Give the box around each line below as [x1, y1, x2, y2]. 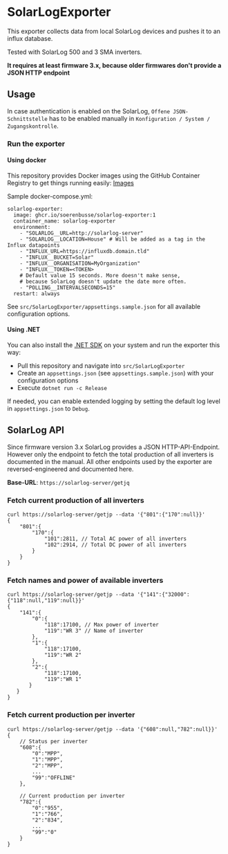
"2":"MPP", [32, 762, 64, 769]
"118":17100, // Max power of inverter [44, 622, 159, 629]
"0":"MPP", [32, 750, 64, 757]
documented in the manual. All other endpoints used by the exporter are [7, 457, 213, 465]
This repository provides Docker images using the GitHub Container [7, 171, 200, 180]
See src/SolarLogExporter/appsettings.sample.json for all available [7, 302, 201, 310]
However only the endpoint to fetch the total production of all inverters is [7, 450, 214, 458]
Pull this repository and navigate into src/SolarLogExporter [17, 362, 185, 370]
